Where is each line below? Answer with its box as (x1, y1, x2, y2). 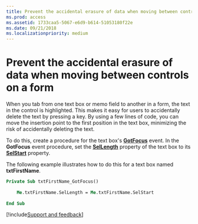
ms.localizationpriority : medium (6, 31, 88, 37)
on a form (6, 81, 54, 94)
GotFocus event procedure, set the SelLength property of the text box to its (6, 143, 191, 150)
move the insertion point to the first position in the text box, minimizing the (6, 119, 187, 127)
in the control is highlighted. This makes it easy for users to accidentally (6, 107, 180, 114)
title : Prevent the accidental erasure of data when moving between (6, 8, 178, 15)
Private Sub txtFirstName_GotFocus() (6, 179, 99, 185)
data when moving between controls (6, 68, 189, 82)
